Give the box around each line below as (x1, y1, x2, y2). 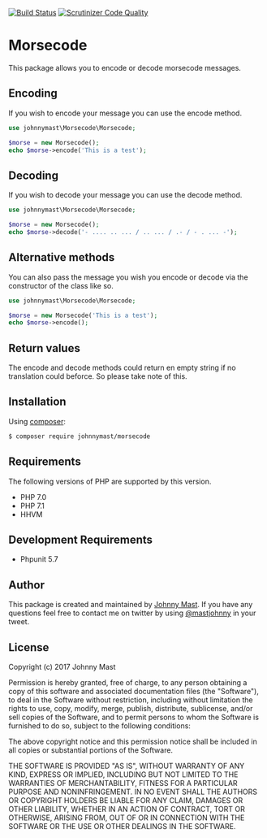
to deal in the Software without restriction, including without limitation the (8, 695, 253, 705)
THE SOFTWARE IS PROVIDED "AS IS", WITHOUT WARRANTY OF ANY (8, 761, 245, 771)
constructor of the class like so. (8, 280, 114, 290)
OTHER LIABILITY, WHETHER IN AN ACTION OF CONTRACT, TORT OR (8, 805, 245, 814)
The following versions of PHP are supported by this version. (8, 476, 212, 486)
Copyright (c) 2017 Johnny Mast (8, 662, 116, 671)
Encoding (8, 86, 58, 101)
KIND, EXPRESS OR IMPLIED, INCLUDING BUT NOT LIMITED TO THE (8, 770, 239, 779)
